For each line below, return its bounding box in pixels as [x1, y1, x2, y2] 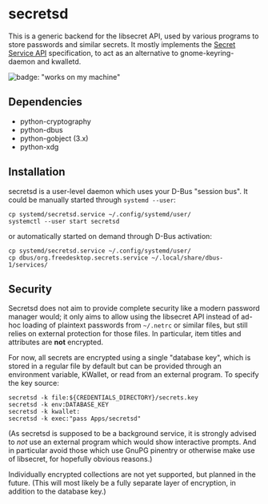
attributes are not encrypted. [8, 337, 104, 347]
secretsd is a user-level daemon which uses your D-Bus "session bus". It [8, 186, 248, 196]
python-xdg [19, 141, 59, 152]
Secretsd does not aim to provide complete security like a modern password [8, 304, 260, 313]
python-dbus [19, 125, 63, 134]
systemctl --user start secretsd [8, 217, 120, 225]
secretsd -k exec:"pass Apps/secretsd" [8, 415, 142, 423]
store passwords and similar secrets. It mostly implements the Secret [8, 39, 236, 49]
